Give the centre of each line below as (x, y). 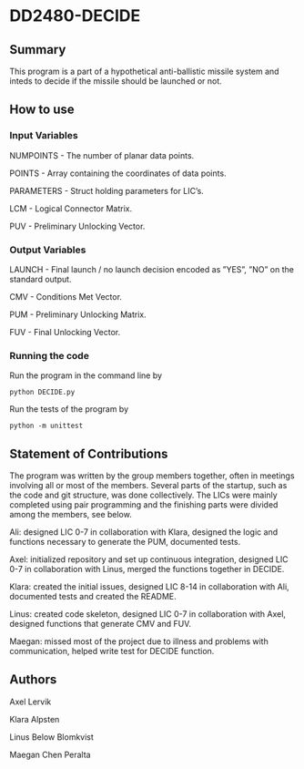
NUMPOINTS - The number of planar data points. (102, 155)
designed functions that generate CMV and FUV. (100, 624)
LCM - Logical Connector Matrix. (71, 208)
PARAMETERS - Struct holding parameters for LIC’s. (107, 190)
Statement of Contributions (89, 453)
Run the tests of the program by (69, 409)
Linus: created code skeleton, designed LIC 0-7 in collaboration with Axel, (148, 614)
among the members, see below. (71, 515)
